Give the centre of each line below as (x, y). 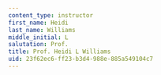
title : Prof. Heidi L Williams (60, 52)
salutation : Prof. (38, 45)
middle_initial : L (38, 37)
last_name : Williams (42, 30)
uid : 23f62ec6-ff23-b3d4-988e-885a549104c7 (81, 59)
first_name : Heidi (38, 23)
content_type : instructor (51, 15)
